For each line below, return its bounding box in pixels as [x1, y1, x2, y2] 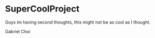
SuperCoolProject [5, 3, 80, 14]
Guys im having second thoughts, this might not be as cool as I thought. [5, 19, 151, 25]
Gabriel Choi [5, 28, 31, 34]
